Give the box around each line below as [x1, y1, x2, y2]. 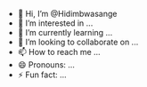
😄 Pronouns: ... [17, 59, 76, 70]
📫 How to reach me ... [17, 47, 101, 57]
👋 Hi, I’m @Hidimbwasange [17, 9, 118, 19]
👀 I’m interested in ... [17, 18, 94, 28]
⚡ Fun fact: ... [17, 69, 67, 80]
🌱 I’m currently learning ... [17, 28, 113, 37]
